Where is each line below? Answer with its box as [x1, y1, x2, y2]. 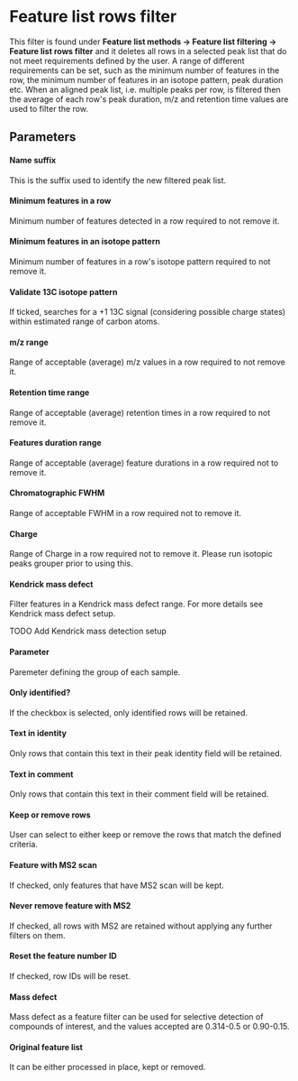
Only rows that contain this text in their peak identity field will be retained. [9, 747, 283, 759]
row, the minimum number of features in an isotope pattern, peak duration [9, 74, 284, 85]
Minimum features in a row [9, 196, 112, 207]
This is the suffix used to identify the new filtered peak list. [9, 174, 227, 186]
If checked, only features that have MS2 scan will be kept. [9, 880, 225, 891]
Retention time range [9, 386, 90, 398]
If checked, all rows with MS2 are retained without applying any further [9, 920, 273, 931]
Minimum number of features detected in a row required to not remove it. [9, 215, 280, 226]
